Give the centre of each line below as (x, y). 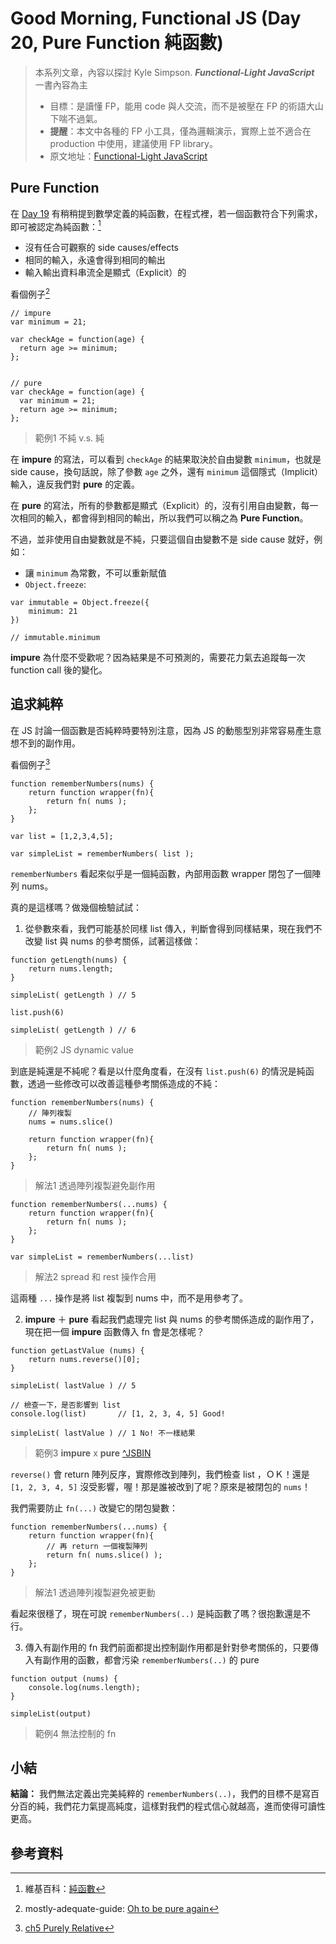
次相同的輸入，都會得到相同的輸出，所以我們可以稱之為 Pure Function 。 (159, 518)
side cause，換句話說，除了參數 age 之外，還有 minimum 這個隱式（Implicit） (166, 472)
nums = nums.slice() (71, 1122)
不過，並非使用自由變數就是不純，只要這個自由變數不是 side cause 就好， (162, 539)
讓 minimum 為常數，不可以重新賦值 (95, 573)
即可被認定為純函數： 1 (56, 225)
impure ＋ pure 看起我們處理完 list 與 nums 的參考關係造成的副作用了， (172, 1319)
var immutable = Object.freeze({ (80, 603)
